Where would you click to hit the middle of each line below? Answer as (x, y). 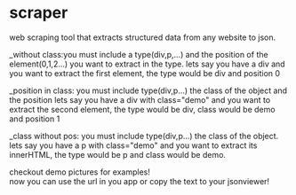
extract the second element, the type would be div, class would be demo (142, 109)
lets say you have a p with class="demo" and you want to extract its (133, 145)
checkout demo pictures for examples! (80, 172)
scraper (39, 13)
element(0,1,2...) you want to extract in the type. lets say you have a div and (148, 64)
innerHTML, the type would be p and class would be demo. (118, 154)
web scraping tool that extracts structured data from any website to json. (143, 37)
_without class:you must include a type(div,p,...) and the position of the (139, 54)
